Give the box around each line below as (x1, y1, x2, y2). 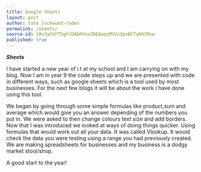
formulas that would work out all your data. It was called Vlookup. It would (6, 128, 190, 135)
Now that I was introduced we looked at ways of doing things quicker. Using (6, 122, 196, 129)
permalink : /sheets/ (6, 25, 59, 32)
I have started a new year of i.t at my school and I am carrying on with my (6, 65, 189, 72)
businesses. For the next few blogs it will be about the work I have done (6, 84, 185, 91)
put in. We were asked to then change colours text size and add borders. (6, 115, 187, 123)
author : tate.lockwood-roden (6, 20, 80, 26)
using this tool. (6, 91, 43, 98)
